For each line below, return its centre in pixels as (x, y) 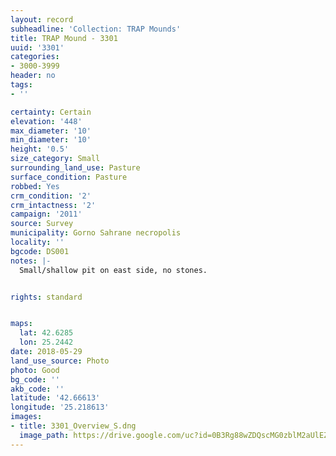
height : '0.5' (40, 149)
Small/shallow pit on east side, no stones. (113, 270)
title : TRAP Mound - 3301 (64, 38)
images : (26, 417)
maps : (21, 324)
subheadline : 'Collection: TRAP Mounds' (96, 29)
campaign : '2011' (46, 214)
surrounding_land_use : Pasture (75, 168)
